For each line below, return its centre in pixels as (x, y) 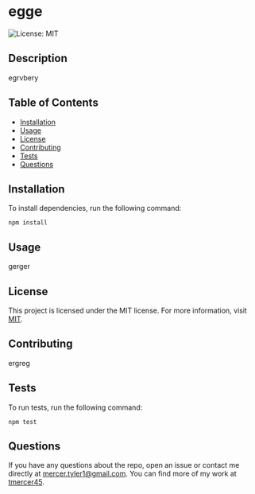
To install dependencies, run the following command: (95, 208)
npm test (23, 422)
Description (38, 58)
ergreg (19, 363)
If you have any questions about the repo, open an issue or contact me (124, 465)
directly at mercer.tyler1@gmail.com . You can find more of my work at (122, 474)
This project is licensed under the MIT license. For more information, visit (128, 310)
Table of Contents (54, 103)
